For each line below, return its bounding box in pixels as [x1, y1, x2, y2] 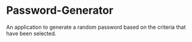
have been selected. [6, 29, 57, 37]
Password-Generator [6, 4, 114, 17]
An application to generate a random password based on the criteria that [6, 23, 186, 31]
